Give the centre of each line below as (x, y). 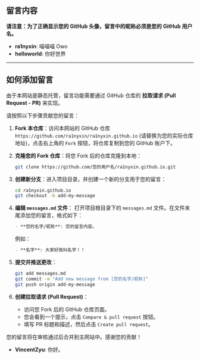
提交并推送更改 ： (36, 262)
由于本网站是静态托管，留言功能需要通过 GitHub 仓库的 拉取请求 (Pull (91, 95)
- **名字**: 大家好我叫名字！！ (50, 250)
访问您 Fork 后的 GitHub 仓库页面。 (67, 309)
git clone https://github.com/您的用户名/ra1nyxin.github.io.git (95, 167)
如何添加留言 (30, 80)
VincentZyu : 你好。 (39, 349)
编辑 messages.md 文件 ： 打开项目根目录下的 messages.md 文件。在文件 (100, 208)
